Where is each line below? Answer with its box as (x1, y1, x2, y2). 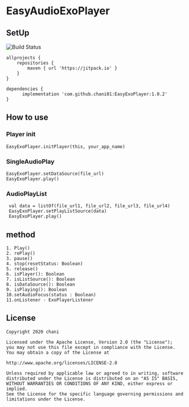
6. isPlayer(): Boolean (6, 271, 65, 277)
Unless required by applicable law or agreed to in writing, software (6, 370, 184, 376)
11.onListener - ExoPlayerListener (6, 297, 94, 303)
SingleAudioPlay (6, 157, 55, 165)
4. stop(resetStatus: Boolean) (6, 261, 83, 267)
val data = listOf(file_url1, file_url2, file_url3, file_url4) (8, 203, 170, 209)
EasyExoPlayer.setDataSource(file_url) (6, 171, 105, 177)
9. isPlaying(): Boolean (6, 287, 67, 293)
